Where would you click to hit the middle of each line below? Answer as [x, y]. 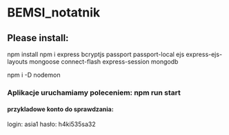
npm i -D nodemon [34, 75]
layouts [18, 62]
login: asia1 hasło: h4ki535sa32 [51, 124]
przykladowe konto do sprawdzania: [60, 109]
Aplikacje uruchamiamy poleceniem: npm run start [94, 93]
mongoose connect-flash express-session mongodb [104, 62]
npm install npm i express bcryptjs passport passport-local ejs [96, 54]
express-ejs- [204, 54]
